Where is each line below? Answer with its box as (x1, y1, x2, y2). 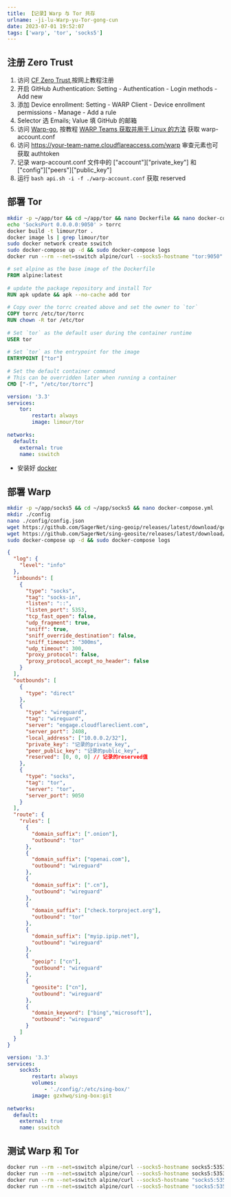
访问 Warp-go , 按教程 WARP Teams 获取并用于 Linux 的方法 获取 (16, 125, 200, 133)
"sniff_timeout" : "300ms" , (25, 638, 103, 645)
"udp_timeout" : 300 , (25, 645, 85, 652)
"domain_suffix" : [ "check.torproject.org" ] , (32, 907, 162, 914)
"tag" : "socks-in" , (25, 594, 81, 601)
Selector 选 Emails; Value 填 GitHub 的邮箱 (16, 116, 137, 125)
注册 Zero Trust (7, 56, 74, 68)
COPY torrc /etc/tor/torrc (7, 310, 85, 317)
